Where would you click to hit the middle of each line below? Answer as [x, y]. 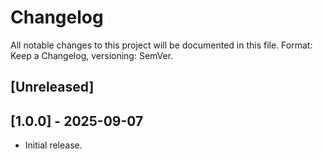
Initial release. [53, 145]
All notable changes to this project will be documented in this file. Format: [161, 45]
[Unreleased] [52, 87]
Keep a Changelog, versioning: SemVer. [92, 55]
